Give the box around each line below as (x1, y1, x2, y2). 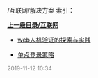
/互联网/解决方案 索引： (7, 6, 75, 14)
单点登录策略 (17, 51, 54, 58)
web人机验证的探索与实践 (17, 36, 91, 44)
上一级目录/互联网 (7, 21, 59, 29)
